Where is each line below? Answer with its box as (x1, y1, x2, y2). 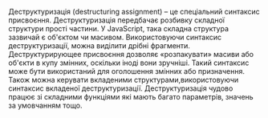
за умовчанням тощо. (8, 100, 83, 110)
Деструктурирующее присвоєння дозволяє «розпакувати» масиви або (8, 50, 254, 59)
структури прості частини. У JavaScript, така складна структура (8, 24, 229, 33)
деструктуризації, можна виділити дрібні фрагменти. (8, 41, 191, 51)
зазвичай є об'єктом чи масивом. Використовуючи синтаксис (8, 32, 222, 42)
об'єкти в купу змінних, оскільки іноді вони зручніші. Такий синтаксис (8, 58, 250, 67)
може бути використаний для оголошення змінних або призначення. (8, 67, 245, 75)
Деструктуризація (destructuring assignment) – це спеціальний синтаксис (8, 7, 261, 16)
